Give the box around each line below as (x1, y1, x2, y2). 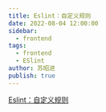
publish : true (8, 72, 56, 80)
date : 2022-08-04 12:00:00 (8, 19, 99, 27)
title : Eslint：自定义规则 (8, 11, 92, 20)
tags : (8, 42, 26, 50)
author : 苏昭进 (8, 64, 55, 73)
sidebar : (8, 27, 38, 35)
